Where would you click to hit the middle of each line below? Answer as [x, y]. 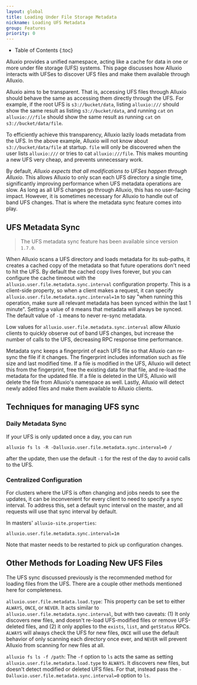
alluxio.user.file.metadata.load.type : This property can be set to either [96, 601]
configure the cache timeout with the [51, 278]
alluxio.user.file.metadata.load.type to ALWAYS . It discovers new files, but [98, 663]
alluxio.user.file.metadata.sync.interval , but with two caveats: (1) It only [98, 614]
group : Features [26, 28]
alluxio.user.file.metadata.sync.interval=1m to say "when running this [94, 297]
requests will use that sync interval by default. [62, 511]
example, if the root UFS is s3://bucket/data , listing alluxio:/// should [93, 104]
